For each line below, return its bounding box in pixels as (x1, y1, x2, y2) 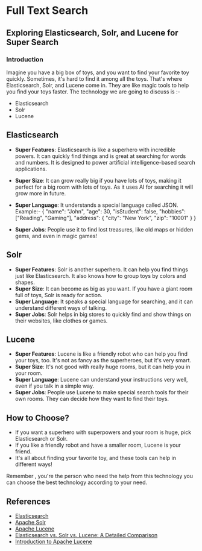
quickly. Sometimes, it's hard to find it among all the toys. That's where (6, 75, 183, 82)
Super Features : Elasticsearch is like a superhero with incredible (14, 146, 176, 153)
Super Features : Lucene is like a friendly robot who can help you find (14, 350, 188, 357)
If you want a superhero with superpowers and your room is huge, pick (14, 429, 192, 436)
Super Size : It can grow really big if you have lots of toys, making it (14, 177, 182, 184)
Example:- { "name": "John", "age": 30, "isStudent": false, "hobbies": (14, 207, 186, 215)
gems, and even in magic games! (14, 232, 98, 239)
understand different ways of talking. (14, 304, 107, 311)
